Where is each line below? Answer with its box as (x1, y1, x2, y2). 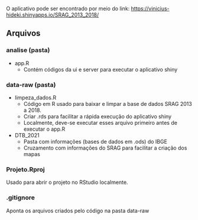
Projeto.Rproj (6, 165, 46, 173)
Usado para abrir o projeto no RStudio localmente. (6, 179, 128, 186)
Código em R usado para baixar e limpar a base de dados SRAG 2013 (23, 100, 192, 107)
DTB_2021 (14, 131, 40, 138)
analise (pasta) (6, 46, 50, 54)
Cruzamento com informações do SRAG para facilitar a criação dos (23, 144, 187, 151)
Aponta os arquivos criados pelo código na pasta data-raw (6, 207, 150, 214)
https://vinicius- (131, 5, 170, 12)
